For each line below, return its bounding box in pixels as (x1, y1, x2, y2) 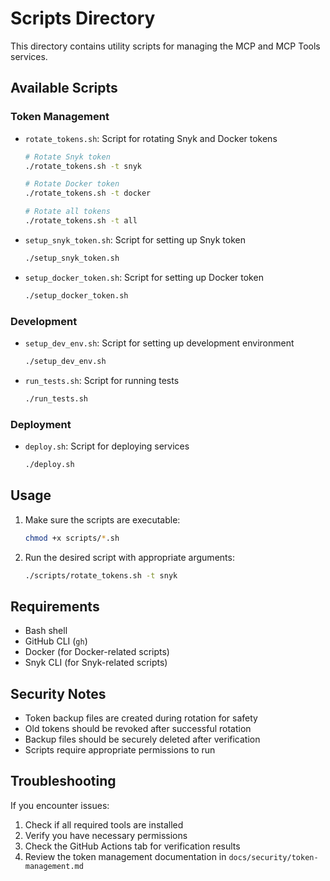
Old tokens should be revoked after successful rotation (24, 723, 252, 735)
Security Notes (10, 685, 107, 702)
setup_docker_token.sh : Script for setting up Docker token (24, 271, 264, 283)
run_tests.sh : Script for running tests (24, 374, 180, 386)
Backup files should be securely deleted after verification (24, 733, 261, 746)
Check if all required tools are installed (24, 818, 184, 831)
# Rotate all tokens (24, 207, 111, 217)
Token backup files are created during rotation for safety (24, 712, 258, 724)
